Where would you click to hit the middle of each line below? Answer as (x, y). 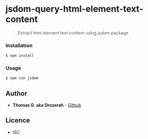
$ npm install (20, 56)
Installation (19, 45)
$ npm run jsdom (22, 78)
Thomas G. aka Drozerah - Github (47, 105)
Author (16, 93)
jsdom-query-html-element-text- (74, 9)
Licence (18, 120)
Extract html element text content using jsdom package (73, 33)
